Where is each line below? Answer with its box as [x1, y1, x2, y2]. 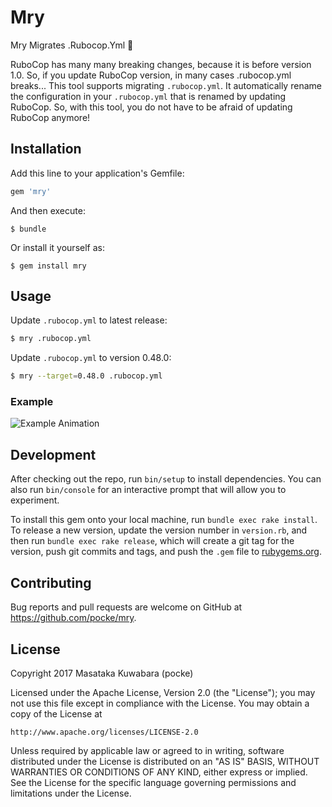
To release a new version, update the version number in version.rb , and [10, 524, 308, 536]
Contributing [10, 574, 92, 591]
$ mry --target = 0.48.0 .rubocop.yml [10, 371, 163, 381]
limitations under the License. [10, 787, 132, 799]
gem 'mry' [10, 186, 52, 196]
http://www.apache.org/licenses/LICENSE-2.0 [10, 727, 199, 737]
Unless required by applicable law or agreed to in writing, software [10, 744, 285, 756]
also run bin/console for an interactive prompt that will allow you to [10, 484, 287, 496]
